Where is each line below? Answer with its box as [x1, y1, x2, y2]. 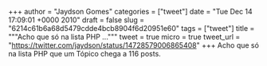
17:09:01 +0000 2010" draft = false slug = [8, 15, 145, 25]
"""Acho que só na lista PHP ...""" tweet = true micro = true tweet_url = [8, 32, 241, 41]
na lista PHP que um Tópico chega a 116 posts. [8, 49, 161, 58]
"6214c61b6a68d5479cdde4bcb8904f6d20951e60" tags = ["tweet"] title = [8, 24, 255, 33]
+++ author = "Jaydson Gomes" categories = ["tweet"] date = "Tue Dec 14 [8, 7, 253, 16]
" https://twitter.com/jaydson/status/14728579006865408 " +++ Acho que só [8, 41, 259, 50]
